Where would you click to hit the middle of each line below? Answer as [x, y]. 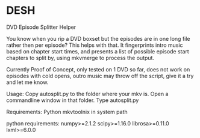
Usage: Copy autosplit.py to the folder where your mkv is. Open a [87, 94]
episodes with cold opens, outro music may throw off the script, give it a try [100, 76]
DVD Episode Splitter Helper [41, 27]
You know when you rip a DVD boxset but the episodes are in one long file [98, 38]
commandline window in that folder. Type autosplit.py [73, 100]
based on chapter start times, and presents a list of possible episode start [98, 51]
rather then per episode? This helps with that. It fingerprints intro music [95, 45]
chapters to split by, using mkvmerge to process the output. [80, 58]
